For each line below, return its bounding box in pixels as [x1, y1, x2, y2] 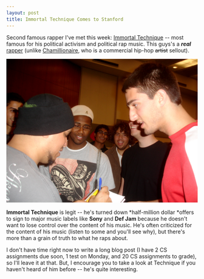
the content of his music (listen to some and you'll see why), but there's [6, 228, 185, 235]
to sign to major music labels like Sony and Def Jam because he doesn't [6, 215, 188, 222]
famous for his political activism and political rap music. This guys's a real [6, 40, 191, 47]
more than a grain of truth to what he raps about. [6, 234, 129, 241]
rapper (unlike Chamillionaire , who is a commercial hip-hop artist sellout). [6, 46, 189, 54]
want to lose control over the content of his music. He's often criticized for [6, 221, 192, 229]
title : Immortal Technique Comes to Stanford [6, 16, 123, 22]
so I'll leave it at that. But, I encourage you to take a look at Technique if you [6, 259, 196, 266]
